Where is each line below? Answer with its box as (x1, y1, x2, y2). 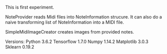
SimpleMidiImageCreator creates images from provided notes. (5, 29, 134, 34)
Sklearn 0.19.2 (5, 44, 34, 49)
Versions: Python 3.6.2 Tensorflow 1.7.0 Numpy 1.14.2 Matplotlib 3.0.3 (5, 38, 148, 44)
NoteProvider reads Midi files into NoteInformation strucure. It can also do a (5, 14, 162, 19)
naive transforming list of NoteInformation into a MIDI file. (5, 19, 124, 25)
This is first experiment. (5, 4, 54, 10)
